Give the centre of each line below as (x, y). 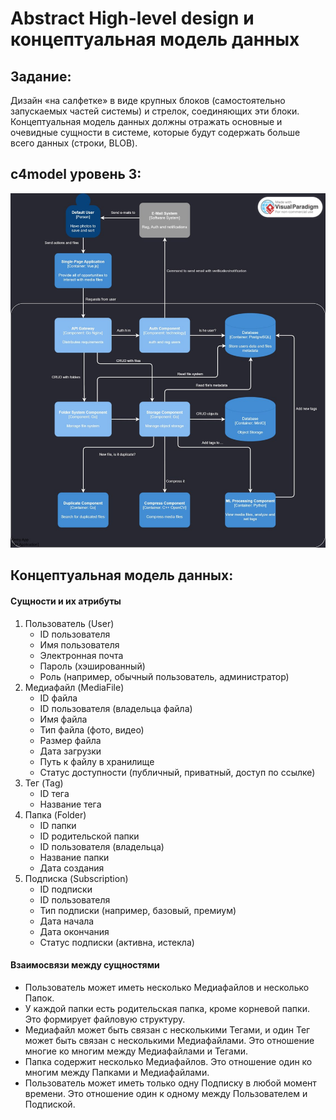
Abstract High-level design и (132, 18)
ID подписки (66, 889)
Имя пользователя (79, 644)
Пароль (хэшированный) (92, 666)
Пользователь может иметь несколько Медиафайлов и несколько (167, 987)
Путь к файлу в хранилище (97, 761)
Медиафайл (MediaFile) (74, 687)
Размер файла (70, 740)
